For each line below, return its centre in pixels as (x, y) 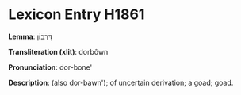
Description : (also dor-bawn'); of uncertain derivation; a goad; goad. (121, 82)
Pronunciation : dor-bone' (50, 67)
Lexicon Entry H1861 (77, 15)
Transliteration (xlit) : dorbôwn (58, 51)
